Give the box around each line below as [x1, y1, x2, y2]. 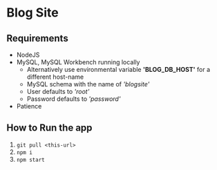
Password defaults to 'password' [26, 95, 121, 103]
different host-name [26, 73, 84, 81]
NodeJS [16, 50, 40, 59]
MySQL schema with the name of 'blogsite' [26, 80, 150, 88]
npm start [16, 156, 46, 163]
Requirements [6, 32, 68, 44]
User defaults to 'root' [26, 88, 90, 95]
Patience [16, 102, 42, 110]
